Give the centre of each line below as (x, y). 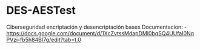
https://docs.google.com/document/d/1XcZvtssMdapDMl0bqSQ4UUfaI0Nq (100, 33)
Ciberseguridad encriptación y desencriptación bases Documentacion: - (97, 27)
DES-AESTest (41, 10)
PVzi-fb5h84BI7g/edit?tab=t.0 (44, 39)
